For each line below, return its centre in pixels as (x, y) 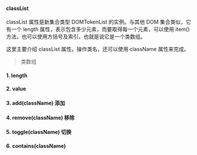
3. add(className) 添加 (36, 103)
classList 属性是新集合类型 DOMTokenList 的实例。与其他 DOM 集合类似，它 (99, 22)
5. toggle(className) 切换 (39, 132)
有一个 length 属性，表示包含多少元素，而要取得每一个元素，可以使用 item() (98, 29)
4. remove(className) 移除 (40, 117)
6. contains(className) (36, 146)
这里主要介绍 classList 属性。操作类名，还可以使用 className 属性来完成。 (98, 49)
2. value (16, 89)
